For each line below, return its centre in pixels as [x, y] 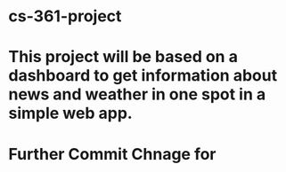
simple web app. [70, 113]
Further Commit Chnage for [112, 154]
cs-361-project [65, 16]
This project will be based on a [123, 57]
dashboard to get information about [143, 76]
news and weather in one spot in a [137, 94]
